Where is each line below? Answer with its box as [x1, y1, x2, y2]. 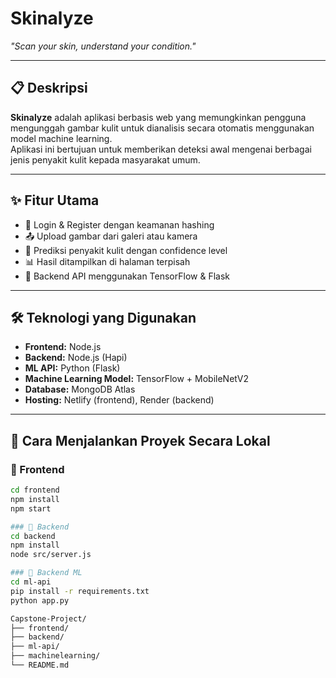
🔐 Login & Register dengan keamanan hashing [24, 218, 215, 231]
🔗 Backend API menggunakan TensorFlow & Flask [24, 270, 230, 282]
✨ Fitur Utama [10, 192, 100, 209]
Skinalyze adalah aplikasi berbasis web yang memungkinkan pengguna [10, 111, 307, 123]
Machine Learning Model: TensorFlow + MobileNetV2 [24, 373, 249, 385]
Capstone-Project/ [10, 613, 87, 624]
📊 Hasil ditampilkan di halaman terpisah [24, 255, 191, 267]
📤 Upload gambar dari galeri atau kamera [24, 230, 198, 242]
